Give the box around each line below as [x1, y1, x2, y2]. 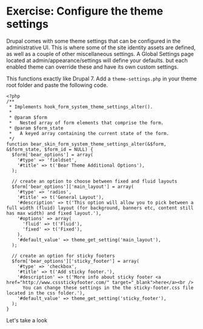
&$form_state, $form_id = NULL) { [6, 146, 94, 153]
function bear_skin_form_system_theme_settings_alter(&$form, [6, 141, 167, 147]
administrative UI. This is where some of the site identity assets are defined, [6, 44, 196, 51]
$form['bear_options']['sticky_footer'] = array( [12, 258, 139, 264]
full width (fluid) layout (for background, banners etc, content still [6, 205, 194, 211]
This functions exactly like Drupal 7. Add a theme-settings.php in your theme [6, 75, 197, 82]
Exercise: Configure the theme [6, 4, 164, 18]
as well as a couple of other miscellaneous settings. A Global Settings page [6, 50, 194, 57]
